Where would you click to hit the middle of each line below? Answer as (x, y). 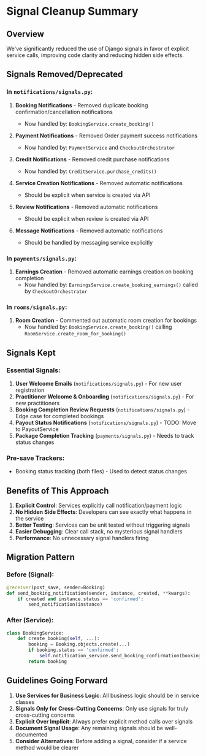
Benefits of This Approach (58, 491)
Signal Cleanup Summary (72, 11)
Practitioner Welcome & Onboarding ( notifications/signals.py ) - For (105, 396)
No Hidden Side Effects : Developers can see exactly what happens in (103, 512)
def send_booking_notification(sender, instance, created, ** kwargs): (98, 593)
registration (30, 390)
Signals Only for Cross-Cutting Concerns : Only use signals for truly (102, 708)
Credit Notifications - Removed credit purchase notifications (92, 159)
